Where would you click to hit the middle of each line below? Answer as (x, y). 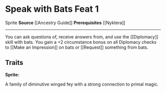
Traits (14, 63)
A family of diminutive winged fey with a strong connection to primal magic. (82, 84)
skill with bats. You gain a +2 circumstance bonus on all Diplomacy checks (81, 42)
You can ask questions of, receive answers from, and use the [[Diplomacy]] (82, 37)
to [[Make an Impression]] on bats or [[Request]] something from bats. (77, 47)
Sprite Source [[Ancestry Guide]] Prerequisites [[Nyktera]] (65, 23)
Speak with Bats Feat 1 (52, 9)
